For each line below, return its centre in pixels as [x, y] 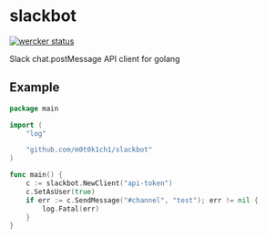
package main [34, 109]
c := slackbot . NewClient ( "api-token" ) [99, 183]
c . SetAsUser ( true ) [61, 191]
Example [35, 88]
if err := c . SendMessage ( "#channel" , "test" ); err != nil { [142, 200]
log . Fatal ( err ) [71, 209]
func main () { [36, 175]
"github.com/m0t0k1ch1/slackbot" [89, 150]
